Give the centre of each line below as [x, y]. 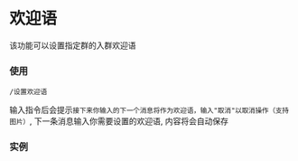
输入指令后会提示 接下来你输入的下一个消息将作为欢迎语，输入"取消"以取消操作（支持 [149, 110]
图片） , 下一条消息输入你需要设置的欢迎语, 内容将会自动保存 [119, 121]
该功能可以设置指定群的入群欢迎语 [73, 45]
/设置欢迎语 [28, 92]
